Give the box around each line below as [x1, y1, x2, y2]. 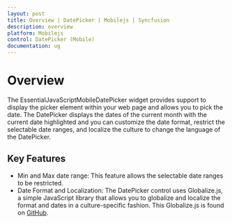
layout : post [7, 10, 45, 17]
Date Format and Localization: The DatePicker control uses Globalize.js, [17, 186, 223, 194]
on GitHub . [17, 208, 49, 217]
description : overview [7, 23, 73, 30]
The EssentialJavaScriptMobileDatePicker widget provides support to [7, 95, 207, 104]
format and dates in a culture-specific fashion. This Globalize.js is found [17, 201, 224, 209]
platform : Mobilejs [7, 29, 64, 37]
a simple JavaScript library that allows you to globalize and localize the [17, 193, 221, 202]
